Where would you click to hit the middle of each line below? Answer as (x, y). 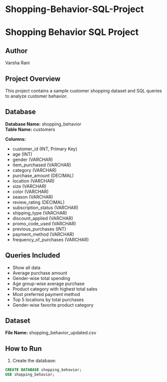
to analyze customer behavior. (36, 96)
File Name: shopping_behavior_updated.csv (51, 333)
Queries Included (33, 256)
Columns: (16, 139)
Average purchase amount (40, 273)
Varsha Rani (18, 63)
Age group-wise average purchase (48, 283)
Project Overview (33, 79)
